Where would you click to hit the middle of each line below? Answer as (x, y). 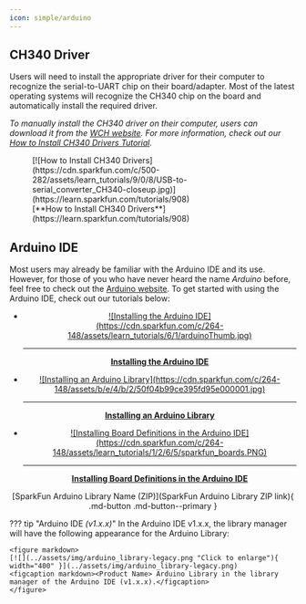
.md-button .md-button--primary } (153, 506)
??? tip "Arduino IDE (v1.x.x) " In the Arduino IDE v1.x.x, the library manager (148, 524)
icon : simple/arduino (51, 18)
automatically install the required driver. (83, 106)
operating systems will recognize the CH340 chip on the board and (135, 96)
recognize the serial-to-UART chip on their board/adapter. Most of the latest (152, 87)
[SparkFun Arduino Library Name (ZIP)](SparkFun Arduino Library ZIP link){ (153, 496)
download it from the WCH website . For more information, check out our (145, 133)
